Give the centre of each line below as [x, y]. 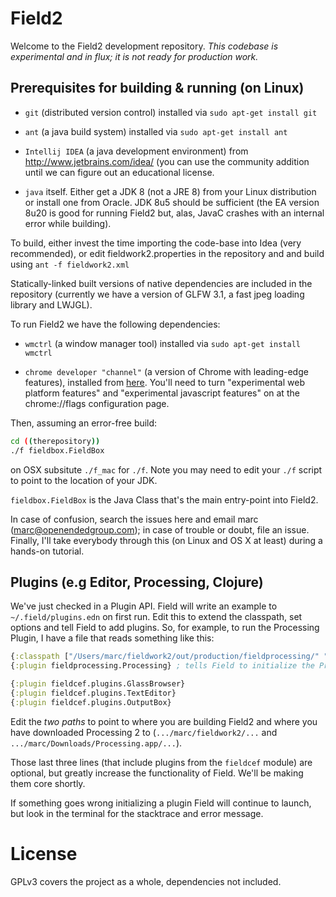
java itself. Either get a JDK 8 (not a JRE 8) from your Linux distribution [170, 191]
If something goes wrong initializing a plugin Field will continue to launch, [161, 803]
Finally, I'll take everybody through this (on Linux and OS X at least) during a [166, 540]
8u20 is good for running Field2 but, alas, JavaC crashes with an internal [174, 213]
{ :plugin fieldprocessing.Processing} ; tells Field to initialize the [162, 666]
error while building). [68, 223]
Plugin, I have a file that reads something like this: [112, 638]
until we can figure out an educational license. [119, 172]
